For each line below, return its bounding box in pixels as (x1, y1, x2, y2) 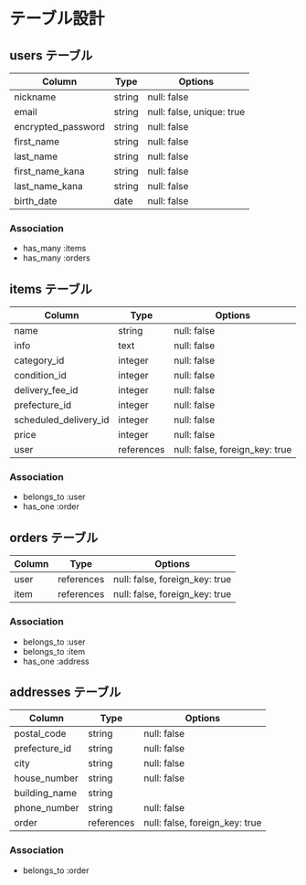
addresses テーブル (9, 684, 121, 699)
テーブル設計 (9, 8, 105, 29)
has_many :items (22, 243, 87, 254)
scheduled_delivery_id (14, 413, 110, 426)
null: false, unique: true (147, 106, 245, 118)
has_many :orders (22, 252, 91, 263)
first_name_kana (14, 165, 85, 177)
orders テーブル (9, 529, 99, 545)
